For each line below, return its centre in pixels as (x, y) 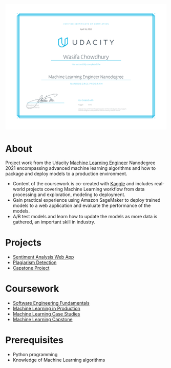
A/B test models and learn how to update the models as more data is (85, 217)
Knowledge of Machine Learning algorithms (59, 360)
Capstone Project (31, 268)
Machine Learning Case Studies (46, 314)
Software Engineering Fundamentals (51, 303)
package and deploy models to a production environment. (66, 174)
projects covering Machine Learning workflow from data (85, 189)
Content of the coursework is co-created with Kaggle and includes (83, 184)
